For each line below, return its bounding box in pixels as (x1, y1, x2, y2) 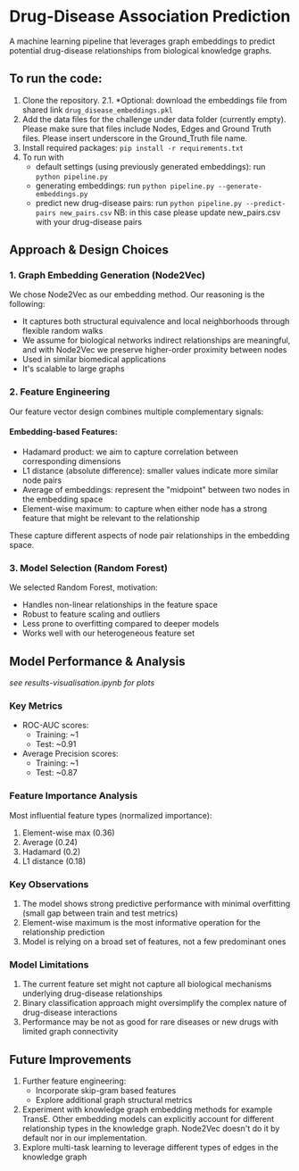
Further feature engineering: (21, 1075, 127, 1086)
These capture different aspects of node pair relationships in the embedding (9, 529, 290, 541)
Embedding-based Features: (9, 427, 118, 437)
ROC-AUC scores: (21, 720, 89, 731)
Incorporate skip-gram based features (35, 1085, 177, 1096)
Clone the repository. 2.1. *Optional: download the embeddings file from (21, 95, 287, 105)
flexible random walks (21, 326, 104, 336)
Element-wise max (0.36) (21, 827, 115, 838)
